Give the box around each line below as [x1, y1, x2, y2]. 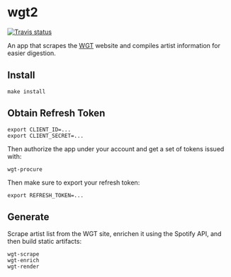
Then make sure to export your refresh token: [7, 178, 140, 187]
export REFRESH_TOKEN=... [7, 191, 84, 199]
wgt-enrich [7, 257, 40, 264]
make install [7, 88, 46, 95]
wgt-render [7, 263, 40, 271]
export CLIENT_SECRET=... [7, 132, 84, 139]
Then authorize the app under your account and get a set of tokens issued [7, 144, 225, 153]
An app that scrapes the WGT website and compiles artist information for [7, 41, 221, 49]
